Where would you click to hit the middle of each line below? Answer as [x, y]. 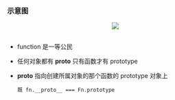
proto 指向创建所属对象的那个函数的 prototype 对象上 [92, 75]
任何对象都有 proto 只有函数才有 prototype [78, 61]
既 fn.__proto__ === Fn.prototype [66, 90]
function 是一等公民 [45, 47]
